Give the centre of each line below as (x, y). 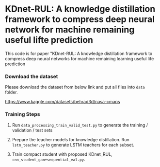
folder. (11, 92)
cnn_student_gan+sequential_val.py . (49, 159)
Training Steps (23, 114)
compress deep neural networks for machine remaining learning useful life (80, 58)
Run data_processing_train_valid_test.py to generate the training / (80, 125)
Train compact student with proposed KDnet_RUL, (62, 154)
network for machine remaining (70, 30)
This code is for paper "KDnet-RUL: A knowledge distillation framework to (79, 53)
